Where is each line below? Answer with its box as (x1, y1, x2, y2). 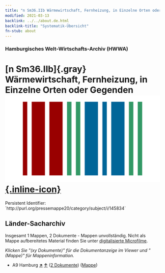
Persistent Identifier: (5, 200, 46, 206)
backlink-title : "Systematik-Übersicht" (5, 24, 89, 28)
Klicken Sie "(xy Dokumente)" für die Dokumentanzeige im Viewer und (5, 247, 148, 253)
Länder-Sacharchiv (5, 219, 65, 228)
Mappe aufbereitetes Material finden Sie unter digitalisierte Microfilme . (5, 238, 148, 244)
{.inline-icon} (5, 184, 61, 195)
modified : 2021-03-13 (5, 13, 50, 18)
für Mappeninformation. (26, 252, 75, 258)
